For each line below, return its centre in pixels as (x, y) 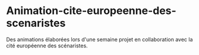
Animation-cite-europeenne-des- (91, 11)
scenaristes (36, 23)
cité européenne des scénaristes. (47, 46)
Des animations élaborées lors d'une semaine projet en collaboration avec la (99, 39)
